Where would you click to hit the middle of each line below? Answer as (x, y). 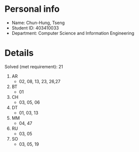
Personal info (32, 9)
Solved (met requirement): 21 (34, 66)
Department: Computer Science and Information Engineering (73, 33)
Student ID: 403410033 (35, 28)
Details (19, 53)
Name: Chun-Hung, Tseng (38, 23)
